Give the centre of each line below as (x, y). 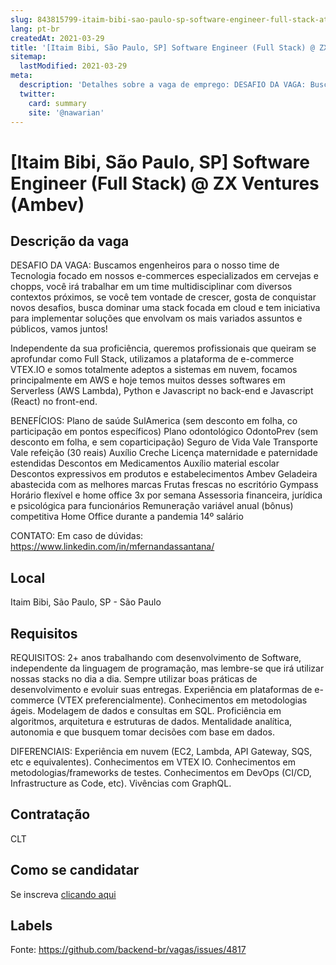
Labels (31, 926)
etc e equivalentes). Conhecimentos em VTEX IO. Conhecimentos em (153, 762)
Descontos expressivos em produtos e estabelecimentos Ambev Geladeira (164, 474)
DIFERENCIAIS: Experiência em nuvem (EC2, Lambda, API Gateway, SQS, (161, 751)
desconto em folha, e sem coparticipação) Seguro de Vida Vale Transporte (164, 442)
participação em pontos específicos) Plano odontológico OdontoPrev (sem (164, 432)
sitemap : (28, 57)
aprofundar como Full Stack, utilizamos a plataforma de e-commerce (152, 359)
